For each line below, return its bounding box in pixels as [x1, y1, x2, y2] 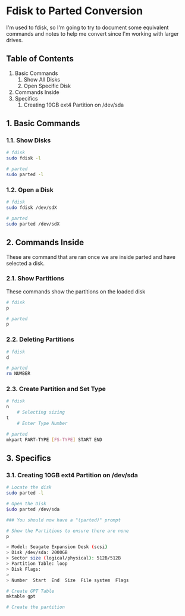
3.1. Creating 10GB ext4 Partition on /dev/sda [6, 471, 138, 479]
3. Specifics [6, 453, 52, 463]
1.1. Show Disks [6, 136, 51, 145]
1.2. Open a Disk [6, 186, 54, 194]
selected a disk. [6, 259, 45, 267]
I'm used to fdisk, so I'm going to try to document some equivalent [6, 24, 169, 31]
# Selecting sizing [17, 409, 65, 415]
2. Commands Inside [6, 237, 84, 248]
